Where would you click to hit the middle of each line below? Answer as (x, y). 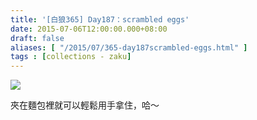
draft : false (37, 38)
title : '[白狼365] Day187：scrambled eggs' (100, 19)
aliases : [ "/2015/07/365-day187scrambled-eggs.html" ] (129, 47)
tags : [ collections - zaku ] (71, 57)
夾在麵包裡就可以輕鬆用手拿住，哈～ (85, 105)
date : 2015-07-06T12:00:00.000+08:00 (89, 29)
